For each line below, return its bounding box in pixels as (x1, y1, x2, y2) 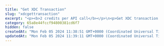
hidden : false (5, 25, 34, 30)
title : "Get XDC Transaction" (5, 7, 67, 12)
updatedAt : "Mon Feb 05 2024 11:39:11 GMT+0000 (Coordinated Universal (5, 34, 154, 39)
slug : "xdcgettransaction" (5, 11, 60, 16)
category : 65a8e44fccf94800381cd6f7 (5, 20, 80, 25)
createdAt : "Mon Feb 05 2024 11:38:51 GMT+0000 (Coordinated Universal (5, 29, 154, 34)
